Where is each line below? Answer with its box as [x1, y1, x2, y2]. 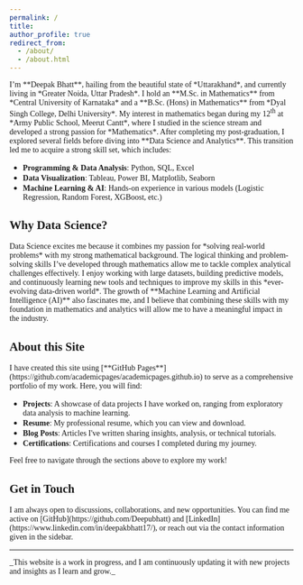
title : [9, 22, 34, 31]
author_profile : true [9, 30, 91, 39]
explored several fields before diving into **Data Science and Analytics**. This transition [9, 136, 294, 145]
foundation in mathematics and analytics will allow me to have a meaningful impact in [9, 305, 283, 315]
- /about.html [17, 55, 70, 64]
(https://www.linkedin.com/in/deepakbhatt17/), [9, 524, 158, 533]
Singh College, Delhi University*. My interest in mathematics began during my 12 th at [9, 107, 284, 118]
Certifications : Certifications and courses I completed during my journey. [22, 439, 257, 449]
